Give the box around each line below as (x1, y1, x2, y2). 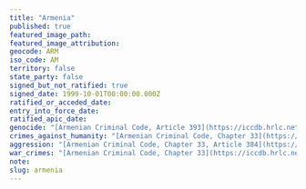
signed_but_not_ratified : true (9, 81, 128, 90)
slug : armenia (9, 165, 64, 174)
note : (9, 156, 30, 166)
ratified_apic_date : (9, 114, 88, 124)
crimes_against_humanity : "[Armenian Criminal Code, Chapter (9, 132, 247, 141)
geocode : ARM (9, 47, 59, 56)
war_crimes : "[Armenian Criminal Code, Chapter (9, 148, 194, 157)
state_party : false (9, 73, 84, 82)
